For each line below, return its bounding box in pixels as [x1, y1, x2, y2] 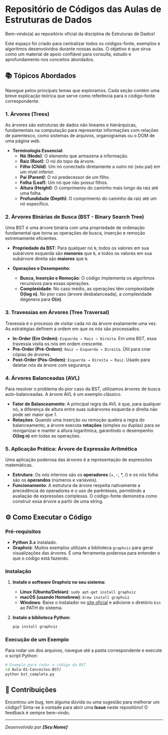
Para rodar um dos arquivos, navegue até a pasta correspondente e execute [5, 647, 162, 653]
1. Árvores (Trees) [5, 110, 49, 117]
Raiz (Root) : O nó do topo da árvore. [19, 158, 95, 164]
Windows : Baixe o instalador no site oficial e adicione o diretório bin [19, 600, 161, 606]
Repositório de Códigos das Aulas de [5, 4, 161, 15]
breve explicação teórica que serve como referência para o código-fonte [5, 93, 155, 99]
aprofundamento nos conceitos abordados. [5, 56, 94, 62]
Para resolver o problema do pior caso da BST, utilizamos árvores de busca [5, 386, 161, 392]
